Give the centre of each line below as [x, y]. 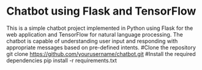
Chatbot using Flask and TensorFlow [101, 11]
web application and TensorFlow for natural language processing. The [95, 34]
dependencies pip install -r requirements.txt [62, 60]
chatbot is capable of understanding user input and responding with [92, 41]
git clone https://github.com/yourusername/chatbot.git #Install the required [101, 54]
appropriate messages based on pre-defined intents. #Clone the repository [101, 47]
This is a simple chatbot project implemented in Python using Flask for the [100, 28]
